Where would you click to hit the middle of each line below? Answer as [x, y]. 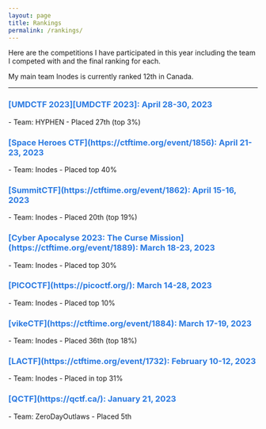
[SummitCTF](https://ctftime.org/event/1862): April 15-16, [122, 190]
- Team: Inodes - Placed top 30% [63, 265]
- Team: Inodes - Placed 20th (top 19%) [73, 217]
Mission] [167, 238]
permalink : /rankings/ [46, 30]
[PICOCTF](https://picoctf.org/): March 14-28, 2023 [110, 285]
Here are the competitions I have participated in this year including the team [132, 53]
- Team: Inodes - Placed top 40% [63, 169]
